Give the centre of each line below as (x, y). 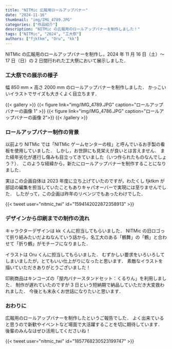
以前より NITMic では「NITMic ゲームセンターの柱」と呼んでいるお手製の (83, 144)
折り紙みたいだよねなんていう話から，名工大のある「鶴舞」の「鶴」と (84, 237)
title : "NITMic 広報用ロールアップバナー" (47, 10)
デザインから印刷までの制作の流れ (47, 218)
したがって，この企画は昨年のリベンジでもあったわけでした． (80, 194)
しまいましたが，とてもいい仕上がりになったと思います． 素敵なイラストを (84, 261)
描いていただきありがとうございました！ (48, 267)
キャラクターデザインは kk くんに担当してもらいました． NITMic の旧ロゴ (83, 231)
